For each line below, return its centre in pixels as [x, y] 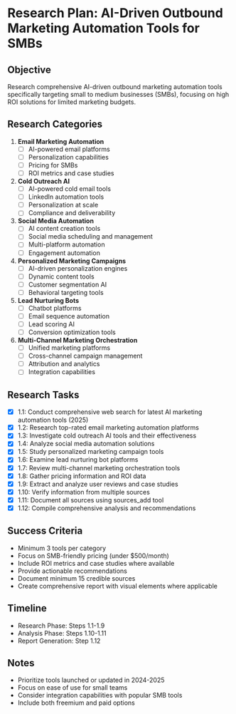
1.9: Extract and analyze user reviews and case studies [98, 484]
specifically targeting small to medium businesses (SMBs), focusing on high [118, 94]
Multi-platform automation [66, 244]
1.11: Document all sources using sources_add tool [91, 500]
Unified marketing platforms [69, 348]
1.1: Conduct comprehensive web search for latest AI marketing [110, 412]
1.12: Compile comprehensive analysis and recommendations [107, 508]
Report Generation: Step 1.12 [59, 641]
